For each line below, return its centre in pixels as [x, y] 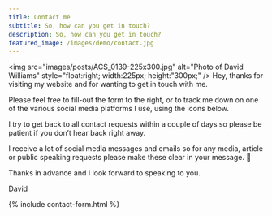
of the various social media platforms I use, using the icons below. [119, 109]
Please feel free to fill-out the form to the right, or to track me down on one [134, 100]
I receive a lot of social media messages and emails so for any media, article [136, 149]
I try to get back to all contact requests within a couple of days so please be [135, 124]
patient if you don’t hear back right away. [77, 133]
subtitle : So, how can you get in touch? [80, 26]
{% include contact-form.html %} [64, 205]
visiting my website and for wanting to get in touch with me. [108, 84]
